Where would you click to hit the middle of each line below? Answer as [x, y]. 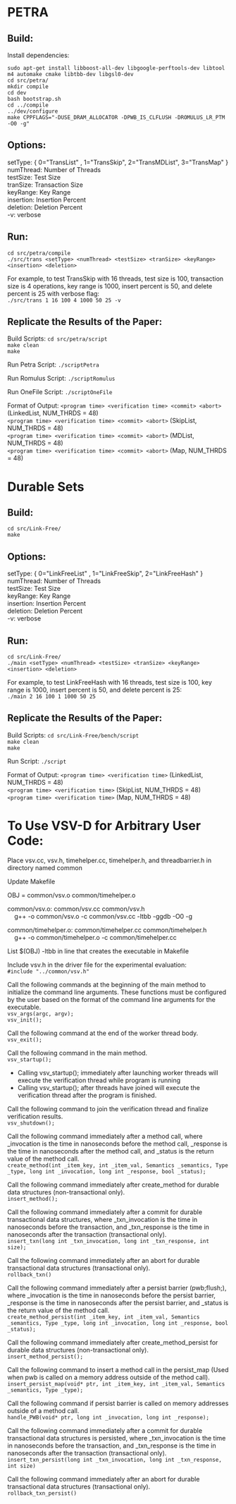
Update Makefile [31, 881]
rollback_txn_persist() [42, 1493]
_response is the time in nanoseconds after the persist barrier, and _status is [118, 1302]
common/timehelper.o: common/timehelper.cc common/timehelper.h [107, 930]
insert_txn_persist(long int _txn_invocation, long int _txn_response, [114, 1460]
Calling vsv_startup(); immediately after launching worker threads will [118, 1072]
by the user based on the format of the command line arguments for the [112, 999]
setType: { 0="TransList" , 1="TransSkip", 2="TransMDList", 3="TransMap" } [118, 162]
